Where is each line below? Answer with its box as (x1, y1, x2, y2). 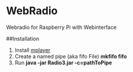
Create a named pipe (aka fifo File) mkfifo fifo (14, 53, 127, 60)
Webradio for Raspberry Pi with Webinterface (6, 24, 117, 31)
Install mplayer (14, 46, 51, 54)
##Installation (6, 35, 40, 42)
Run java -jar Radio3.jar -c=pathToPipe (14, 59, 112, 66)
